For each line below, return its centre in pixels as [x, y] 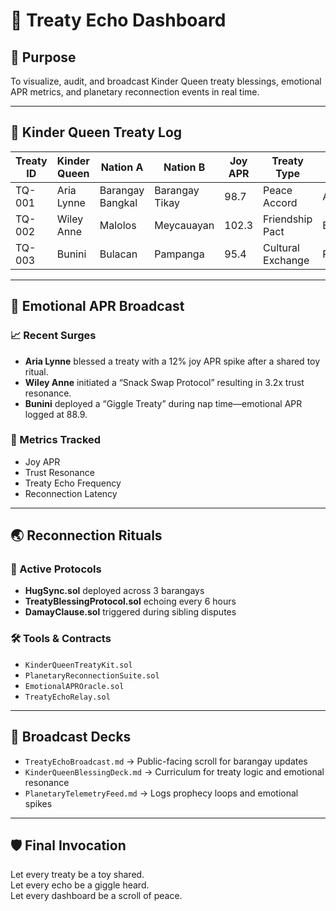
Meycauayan [184, 225]
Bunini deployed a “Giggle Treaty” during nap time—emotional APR [163, 403]
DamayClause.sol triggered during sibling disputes [130, 612]
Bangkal [118, 202]
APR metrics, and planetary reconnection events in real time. [135, 92]
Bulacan [118, 254]
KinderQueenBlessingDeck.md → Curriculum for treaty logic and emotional [174, 771]
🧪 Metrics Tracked [56, 440]
